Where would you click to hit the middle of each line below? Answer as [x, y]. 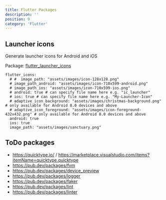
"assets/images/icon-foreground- [107, 110]
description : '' [22, 14]
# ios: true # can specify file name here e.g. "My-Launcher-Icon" [81, 97]
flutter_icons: [21, 75]
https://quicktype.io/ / [35, 154]
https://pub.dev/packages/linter [45, 192]
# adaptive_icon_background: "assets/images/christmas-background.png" [86, 101]
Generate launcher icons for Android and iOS [51, 56]
